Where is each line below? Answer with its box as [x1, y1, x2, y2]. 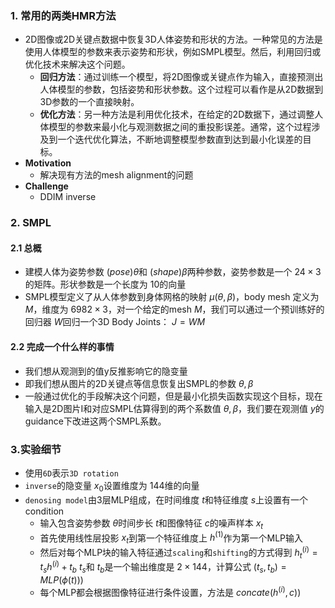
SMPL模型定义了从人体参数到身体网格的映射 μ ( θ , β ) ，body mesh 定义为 [24, 291, 320, 303]
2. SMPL [10, 216, 52, 230]
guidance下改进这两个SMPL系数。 [24, 415, 167, 427]
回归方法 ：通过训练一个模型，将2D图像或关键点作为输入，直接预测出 [39, 71, 324, 83]
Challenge [24, 180, 69, 192]
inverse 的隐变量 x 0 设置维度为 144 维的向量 [24, 479, 200, 494]
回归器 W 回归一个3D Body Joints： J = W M [24, 316, 206, 328]
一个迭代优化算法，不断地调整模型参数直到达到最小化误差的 [57, 133, 303, 146]
